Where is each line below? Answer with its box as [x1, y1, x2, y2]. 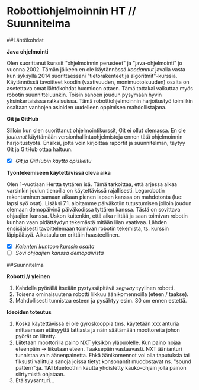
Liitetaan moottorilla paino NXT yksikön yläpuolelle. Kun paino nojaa [15, 339, 181, 346]
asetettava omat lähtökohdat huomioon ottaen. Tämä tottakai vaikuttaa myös [7, 84, 193, 92]
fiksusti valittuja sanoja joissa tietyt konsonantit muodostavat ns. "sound [15, 358, 192, 365]
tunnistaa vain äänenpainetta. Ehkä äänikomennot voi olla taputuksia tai [15, 352, 190, 359]
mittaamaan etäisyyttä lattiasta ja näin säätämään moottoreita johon [15, 326, 180, 334]
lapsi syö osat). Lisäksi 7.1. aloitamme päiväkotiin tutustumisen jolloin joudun [7, 200, 192, 206]
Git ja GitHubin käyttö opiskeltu [15, 157, 92, 164]
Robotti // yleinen [7, 273, 50, 280]
